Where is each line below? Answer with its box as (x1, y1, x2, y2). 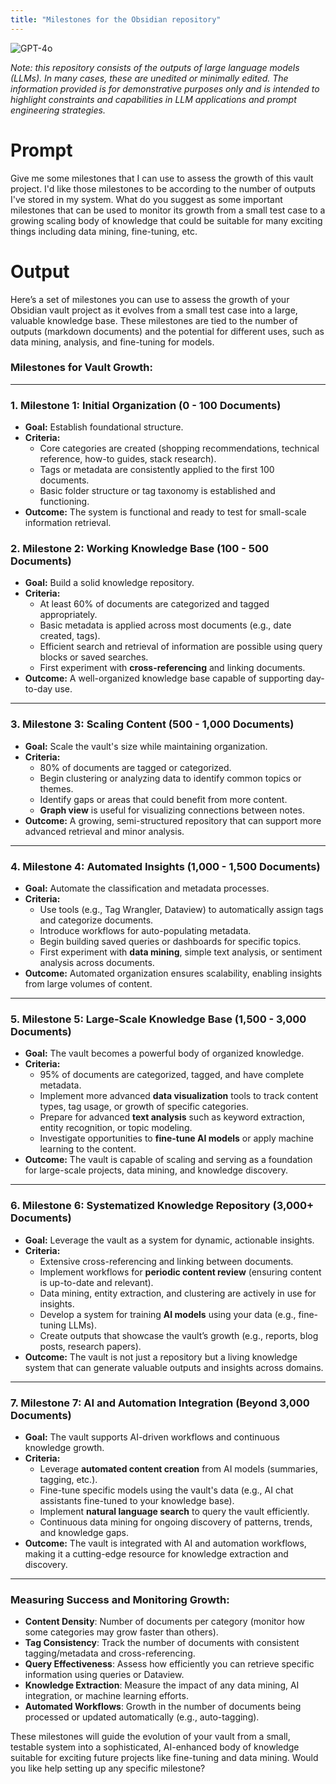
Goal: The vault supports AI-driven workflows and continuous (24, 1431, 280, 1443)
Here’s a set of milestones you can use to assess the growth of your (10, 293, 290, 305)
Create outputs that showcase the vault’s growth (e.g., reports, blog (39, 1329, 319, 1341)
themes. (39, 782, 74, 795)
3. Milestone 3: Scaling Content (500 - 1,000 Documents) (10, 717, 295, 731)
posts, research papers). (39, 1340, 142, 1352)
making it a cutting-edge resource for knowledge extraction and (24, 1547, 289, 1560)
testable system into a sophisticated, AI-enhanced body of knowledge (10, 1741, 300, 1753)
